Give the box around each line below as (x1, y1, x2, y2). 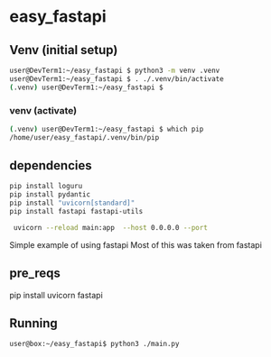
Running (9, 316, 59, 331)
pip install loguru (9, 182, 83, 191)
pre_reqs (9, 266, 61, 281)
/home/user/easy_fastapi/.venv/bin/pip (9, 133, 160, 142)
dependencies (9, 158, 92, 173)
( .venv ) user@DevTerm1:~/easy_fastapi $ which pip (9, 124, 204, 133)
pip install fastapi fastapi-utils (9, 207, 144, 216)
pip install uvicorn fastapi (9, 289, 104, 300)
